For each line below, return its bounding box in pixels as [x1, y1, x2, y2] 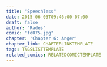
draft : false [6, 19, 38, 25]
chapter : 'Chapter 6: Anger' [6, 36, 78, 41]
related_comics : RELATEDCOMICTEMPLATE [6, 52, 101, 58]
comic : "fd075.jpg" [6, 30, 54, 36]
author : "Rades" [6, 24, 46, 31]
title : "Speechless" [6, 8, 57, 15]
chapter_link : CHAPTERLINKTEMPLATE [6, 41, 93, 47]
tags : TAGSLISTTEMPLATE [6, 47, 65, 52]
